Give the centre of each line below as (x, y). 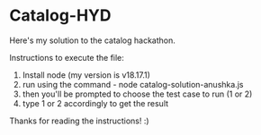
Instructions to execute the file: (67, 57)
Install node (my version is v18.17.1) (86, 75)
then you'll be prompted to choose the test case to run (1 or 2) (137, 94)
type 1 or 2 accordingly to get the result (95, 103)
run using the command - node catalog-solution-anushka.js (133, 84)
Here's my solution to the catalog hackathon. (92, 40)
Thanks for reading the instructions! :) (80, 121)
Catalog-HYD (60, 16)
